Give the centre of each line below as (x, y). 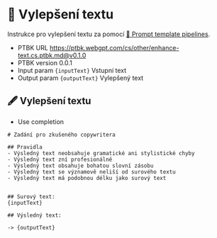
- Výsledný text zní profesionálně (60, 159)
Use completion (41, 121)
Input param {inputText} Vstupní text (72, 70)
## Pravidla (25, 147)
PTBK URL (33, 47)
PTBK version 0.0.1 (45, 62)
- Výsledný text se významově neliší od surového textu (91, 172)
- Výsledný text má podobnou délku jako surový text (87, 178)
